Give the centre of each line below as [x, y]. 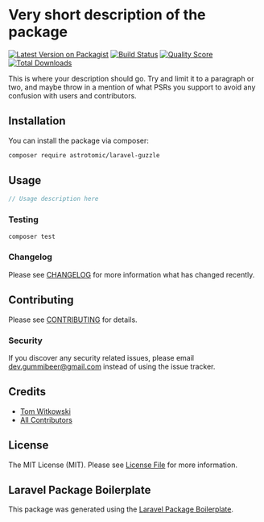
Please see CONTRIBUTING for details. [73, 319]
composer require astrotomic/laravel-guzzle [84, 155]
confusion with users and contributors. [72, 95]
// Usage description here [54, 199]
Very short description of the [107, 15]
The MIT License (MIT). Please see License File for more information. [123, 465]
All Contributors [46, 420]
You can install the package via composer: [78, 140]
